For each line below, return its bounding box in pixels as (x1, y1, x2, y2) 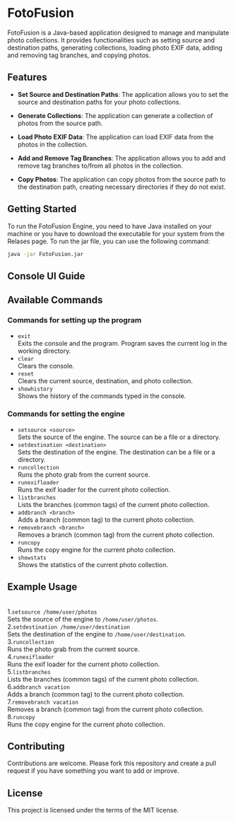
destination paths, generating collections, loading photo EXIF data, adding (7, 43, 223, 52)
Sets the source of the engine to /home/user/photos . (7, 615, 158, 623)
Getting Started (7, 203, 77, 215)
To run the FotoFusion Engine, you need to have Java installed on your (7, 221, 212, 231)
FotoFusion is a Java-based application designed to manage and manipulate (7, 28, 230, 37)
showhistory (17, 385, 53, 392)
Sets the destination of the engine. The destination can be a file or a (17, 448, 216, 456)
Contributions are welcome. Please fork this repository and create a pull (7, 759, 217, 768)
